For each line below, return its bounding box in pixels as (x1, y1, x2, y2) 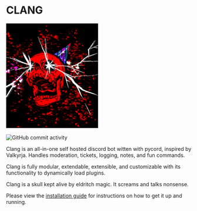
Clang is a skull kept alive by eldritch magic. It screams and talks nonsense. (6, 181, 189, 188)
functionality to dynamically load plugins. (6, 169, 106, 177)
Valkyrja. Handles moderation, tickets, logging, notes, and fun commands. (6, 151, 185, 159)
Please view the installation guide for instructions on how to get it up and (6, 192, 182, 199)
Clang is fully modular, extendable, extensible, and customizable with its (6, 163, 181, 170)
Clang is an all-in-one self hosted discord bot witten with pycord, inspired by (6, 146, 192, 153)
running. (6, 199, 26, 206)
